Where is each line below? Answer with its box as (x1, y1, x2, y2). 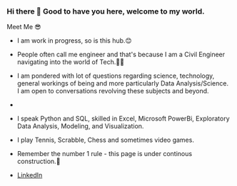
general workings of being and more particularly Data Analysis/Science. (16, 79, 229, 88)
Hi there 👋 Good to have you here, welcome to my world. (6, 6, 205, 16)
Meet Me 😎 (6, 23, 41, 31)
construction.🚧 (16, 157, 61, 166)
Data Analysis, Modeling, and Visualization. (16, 122, 144, 130)
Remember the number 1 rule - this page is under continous (16, 150, 193, 158)
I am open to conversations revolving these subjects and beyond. (16, 87, 209, 95)
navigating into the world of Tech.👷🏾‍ (16, 58, 124, 66)
